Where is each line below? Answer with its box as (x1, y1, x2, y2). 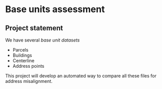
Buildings (12, 52, 32, 58)
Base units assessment (5, 4, 105, 15)
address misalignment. (5, 78, 53, 84)
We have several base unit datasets (5, 37, 80, 43)
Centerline (12, 58, 34, 64)
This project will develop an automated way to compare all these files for (5, 73, 157, 79)
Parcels (12, 47, 29, 53)
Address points (12, 63, 45, 69)
